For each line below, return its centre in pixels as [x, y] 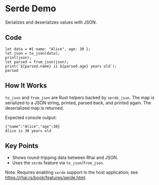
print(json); [18, 58]
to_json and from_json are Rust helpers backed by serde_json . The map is [80, 97]
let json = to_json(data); [33, 53]
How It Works [26, 86]
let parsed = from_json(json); [37, 62]
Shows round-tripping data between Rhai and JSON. [65, 157]
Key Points [22, 146]
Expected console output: [31, 117]
